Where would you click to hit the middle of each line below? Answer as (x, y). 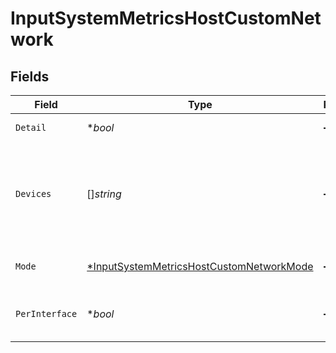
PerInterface (46, 313)
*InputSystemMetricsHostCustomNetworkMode (200, 266)
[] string (104, 194)
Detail (31, 127)
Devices (33, 193)
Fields (30, 76)
